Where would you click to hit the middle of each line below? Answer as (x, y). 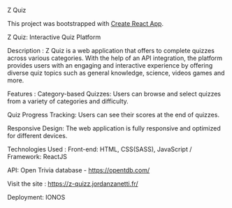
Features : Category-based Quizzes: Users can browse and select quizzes (114, 94)
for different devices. (37, 136)
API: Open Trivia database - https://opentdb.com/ (79, 170)
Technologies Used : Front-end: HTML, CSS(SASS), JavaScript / (100, 149)
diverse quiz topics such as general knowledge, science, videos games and (116, 73)
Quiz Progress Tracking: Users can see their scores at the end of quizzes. (114, 115)
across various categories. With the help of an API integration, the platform (115, 58)
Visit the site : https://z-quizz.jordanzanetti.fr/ (73, 184)
